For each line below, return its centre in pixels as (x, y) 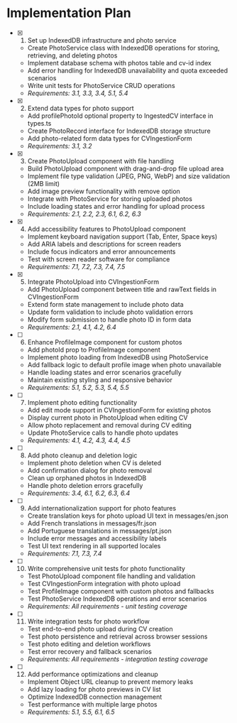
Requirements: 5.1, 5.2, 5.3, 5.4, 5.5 (78, 387)
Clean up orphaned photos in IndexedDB (87, 478)
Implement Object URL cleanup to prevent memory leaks (110, 681)
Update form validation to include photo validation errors (110, 312)
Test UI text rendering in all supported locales (94, 545)
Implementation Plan (69, 13)
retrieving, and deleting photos (72, 55)
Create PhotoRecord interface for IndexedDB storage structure (119, 131)
